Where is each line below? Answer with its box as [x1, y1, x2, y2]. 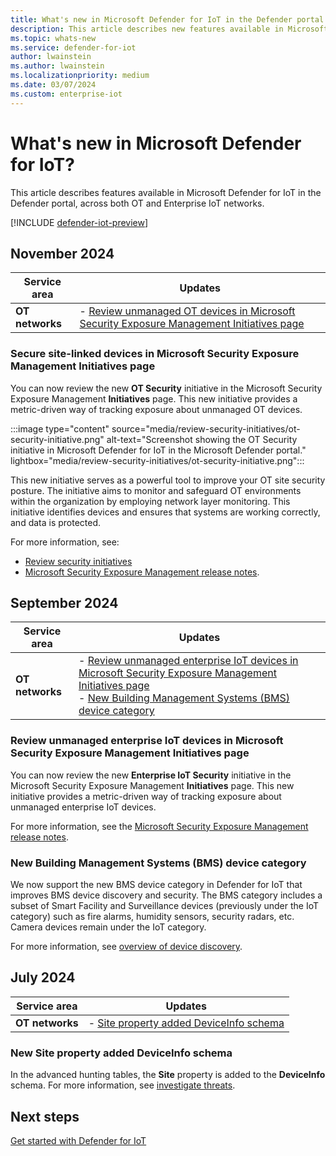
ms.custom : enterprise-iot [10, 89, 123, 99]
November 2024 [10, 245, 115, 262]
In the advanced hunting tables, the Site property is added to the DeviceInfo [10, 1069, 326, 1081]
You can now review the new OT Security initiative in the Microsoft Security [10, 382, 323, 394]
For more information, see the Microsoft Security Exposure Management [10, 820, 309, 832]
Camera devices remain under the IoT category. [10, 921, 207, 933]
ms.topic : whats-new [10, 33, 97, 43]
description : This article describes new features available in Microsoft [10, 24, 329, 34]
